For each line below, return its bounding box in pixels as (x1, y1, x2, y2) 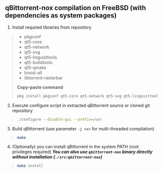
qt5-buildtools (24, 59, 52, 65)
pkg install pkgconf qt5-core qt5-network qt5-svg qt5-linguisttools (16, 94, 161, 98)
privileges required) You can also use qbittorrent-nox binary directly (12, 149, 153, 155)
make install (16, 163, 44, 169)
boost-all (24, 70, 42, 76)
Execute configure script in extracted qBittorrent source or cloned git (12, 102, 150, 108)
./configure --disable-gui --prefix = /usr (16, 117, 102, 122)
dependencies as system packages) (5, 12, 117, 20)
